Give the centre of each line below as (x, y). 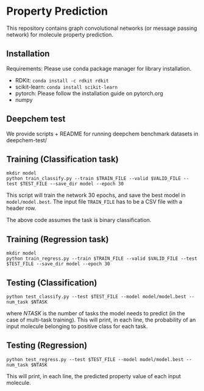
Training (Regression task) (58, 239)
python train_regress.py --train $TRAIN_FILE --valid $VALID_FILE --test (102, 259)
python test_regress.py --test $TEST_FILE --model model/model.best (95, 359)
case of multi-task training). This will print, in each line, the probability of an (101, 320)
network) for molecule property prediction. (60, 34)
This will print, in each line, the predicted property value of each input (94, 376)
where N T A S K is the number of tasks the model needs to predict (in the (96, 313)
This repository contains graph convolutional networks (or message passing (102, 28)
